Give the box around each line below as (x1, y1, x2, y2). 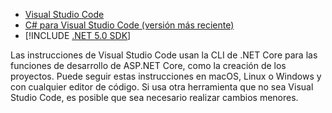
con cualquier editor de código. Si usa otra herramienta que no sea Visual (10, 81, 314, 93)
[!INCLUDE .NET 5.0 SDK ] (24, 30, 132, 41)
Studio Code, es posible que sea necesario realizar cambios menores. (10, 92, 299, 103)
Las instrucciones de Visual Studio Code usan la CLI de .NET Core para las (10, 49, 318, 61)
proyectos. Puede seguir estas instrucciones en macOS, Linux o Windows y (10, 70, 322, 82)
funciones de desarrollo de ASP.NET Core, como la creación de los (10, 60, 287, 71)
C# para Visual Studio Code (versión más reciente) (24, 19, 235, 31)
